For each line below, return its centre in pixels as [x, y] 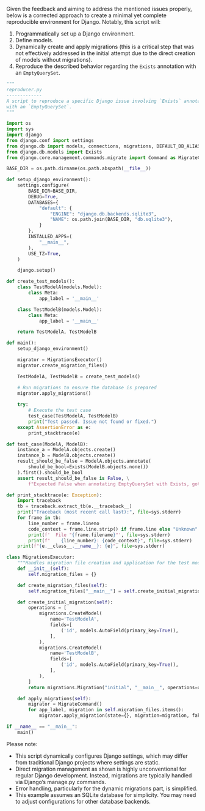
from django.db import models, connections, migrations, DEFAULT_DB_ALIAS [103, 146]
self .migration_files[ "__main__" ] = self [82, 591]
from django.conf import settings [50, 140]
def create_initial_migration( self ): [65, 602]
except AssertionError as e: [54, 427]
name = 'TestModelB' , [74, 653]
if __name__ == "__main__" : [42, 727]
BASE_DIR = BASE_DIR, [53, 191]
